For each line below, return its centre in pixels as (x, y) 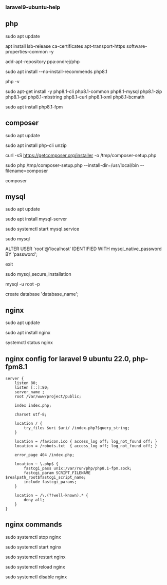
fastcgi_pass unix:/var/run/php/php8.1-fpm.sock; (78, 468)
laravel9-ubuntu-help (33, 7)
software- (137, 46)
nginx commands (34, 525)
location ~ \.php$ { (36, 464)
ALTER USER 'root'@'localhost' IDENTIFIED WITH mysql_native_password (83, 249)
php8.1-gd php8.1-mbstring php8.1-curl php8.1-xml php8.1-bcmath (75, 97)
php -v (12, 81)
